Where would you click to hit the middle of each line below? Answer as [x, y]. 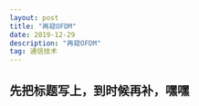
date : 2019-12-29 [42, 34]
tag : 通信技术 [33, 52]
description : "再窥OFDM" [55, 43]
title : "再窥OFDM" [43, 26]
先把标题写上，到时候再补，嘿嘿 [99, 90]
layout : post [34, 18]
